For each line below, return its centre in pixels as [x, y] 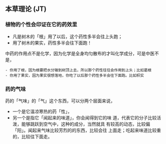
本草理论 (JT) [26, 9]
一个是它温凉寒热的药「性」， [42, 111]
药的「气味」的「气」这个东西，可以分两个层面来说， [60, 101]
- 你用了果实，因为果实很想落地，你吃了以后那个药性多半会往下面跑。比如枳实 [75, 75]
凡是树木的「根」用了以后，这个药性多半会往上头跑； [67, 36]
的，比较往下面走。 [32, 136]
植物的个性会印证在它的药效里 [41, 25]
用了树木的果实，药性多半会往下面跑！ [52, 43]
